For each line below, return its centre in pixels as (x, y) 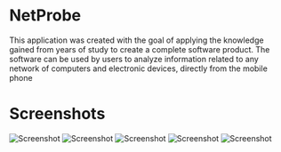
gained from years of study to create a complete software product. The (140, 49)
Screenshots (57, 114)
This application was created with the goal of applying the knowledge (136, 40)
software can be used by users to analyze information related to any (134, 59)
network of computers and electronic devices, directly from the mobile (139, 68)
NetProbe (45, 16)
